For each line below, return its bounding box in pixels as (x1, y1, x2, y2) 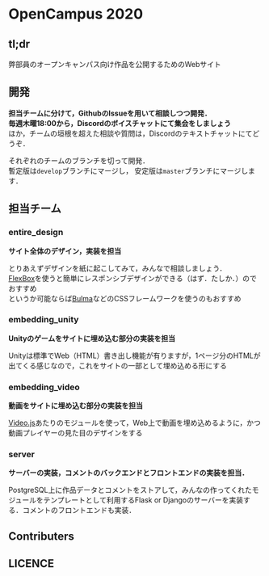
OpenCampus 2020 (8, 5, 144, 23)
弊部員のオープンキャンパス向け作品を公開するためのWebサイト (8, 60, 221, 69)
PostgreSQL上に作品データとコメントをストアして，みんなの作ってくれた (8, 486, 252, 495)
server (8, 449, 35, 460)
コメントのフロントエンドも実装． (22, 506, 136, 515)
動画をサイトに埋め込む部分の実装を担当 (8, 401, 143, 410)
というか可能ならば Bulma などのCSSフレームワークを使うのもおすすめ (8, 293, 242, 303)
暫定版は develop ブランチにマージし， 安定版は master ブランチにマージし (8, 166, 249, 175)
